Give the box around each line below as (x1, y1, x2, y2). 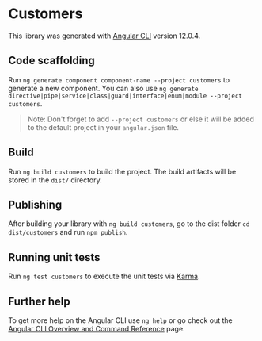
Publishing (8, 197, 63, 211)
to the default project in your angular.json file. (27, 122, 180, 132)
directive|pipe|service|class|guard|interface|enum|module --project (8, 92, 243, 100)
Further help (8, 294, 71, 308)
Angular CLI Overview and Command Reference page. (8, 324, 185, 333)
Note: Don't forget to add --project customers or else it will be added (27, 114, 255, 124)
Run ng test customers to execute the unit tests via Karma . (8, 271, 200, 282)
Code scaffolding (8, 54, 95, 67)
